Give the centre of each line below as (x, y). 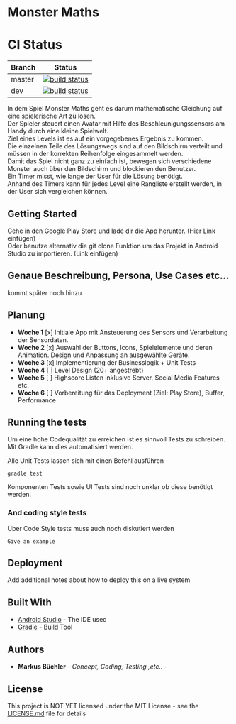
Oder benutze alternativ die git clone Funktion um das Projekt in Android (113, 246)
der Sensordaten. (43, 340)
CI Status (35, 45)
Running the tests (47, 422)
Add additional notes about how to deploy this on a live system (99, 580)
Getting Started (42, 214)
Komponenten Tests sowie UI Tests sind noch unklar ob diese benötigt (110, 487)
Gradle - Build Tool (45, 627)
